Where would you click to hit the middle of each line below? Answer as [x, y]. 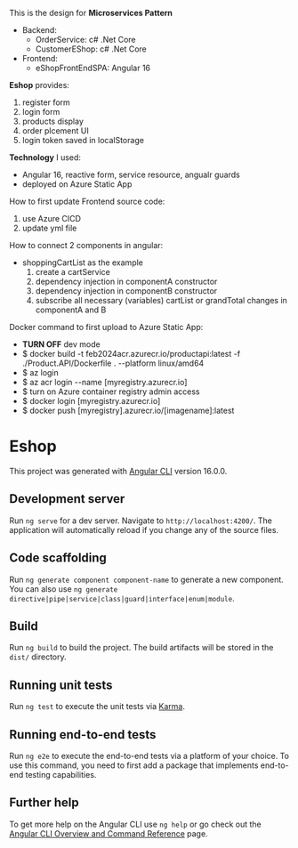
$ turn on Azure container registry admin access [111, 392]
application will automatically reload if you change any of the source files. [144, 529]
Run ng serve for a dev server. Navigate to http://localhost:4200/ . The [141, 521]
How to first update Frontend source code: [87, 201]
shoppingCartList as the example [83, 262]
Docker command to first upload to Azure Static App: [106, 327]
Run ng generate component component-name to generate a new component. [147, 579]
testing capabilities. [61, 775]
